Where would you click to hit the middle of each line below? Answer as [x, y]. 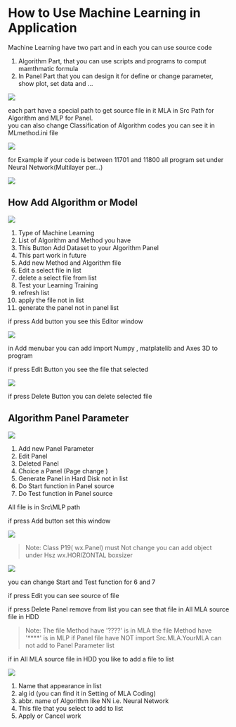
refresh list [34, 292]
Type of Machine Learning [56, 232]
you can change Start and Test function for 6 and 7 [82, 582]
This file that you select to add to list [71, 708]
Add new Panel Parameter [56, 448]
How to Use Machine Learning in [104, 13]
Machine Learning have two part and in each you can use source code [110, 47]
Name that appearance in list [60, 685]
